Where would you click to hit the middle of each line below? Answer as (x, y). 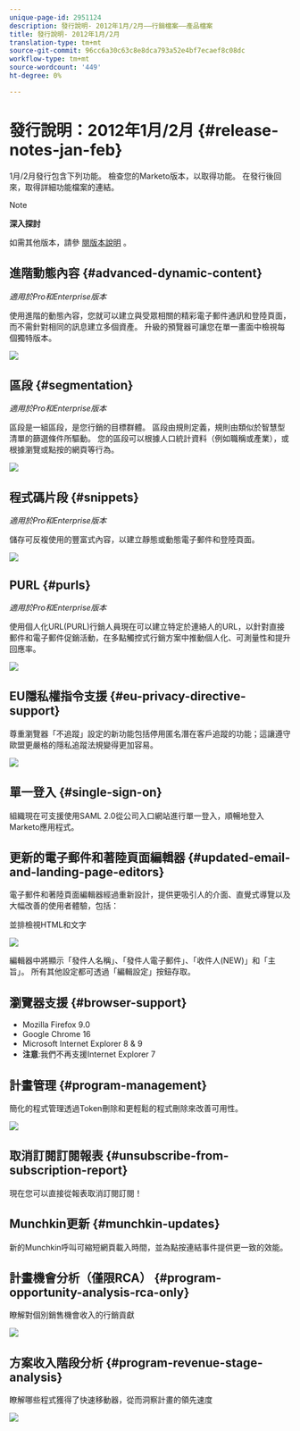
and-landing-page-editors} (87, 872)
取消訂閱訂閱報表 (56, 1156)
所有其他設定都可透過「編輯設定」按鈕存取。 (113, 972)
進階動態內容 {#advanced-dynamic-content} (136, 273)
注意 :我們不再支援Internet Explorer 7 (89, 1054)
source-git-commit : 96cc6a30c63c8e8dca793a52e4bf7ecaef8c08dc (127, 51)
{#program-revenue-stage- (184, 1363)
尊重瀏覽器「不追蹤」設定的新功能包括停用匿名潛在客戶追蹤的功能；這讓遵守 (150, 733)
